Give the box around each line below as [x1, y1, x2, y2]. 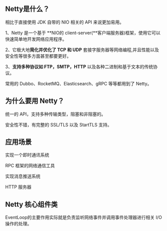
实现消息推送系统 [5, 173, 41, 179]
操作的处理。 [5, 220, 32, 227]
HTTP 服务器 [5, 184, 32, 190]
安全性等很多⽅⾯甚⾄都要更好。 [5, 53, 71, 59]
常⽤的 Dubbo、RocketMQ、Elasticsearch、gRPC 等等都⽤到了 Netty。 [5, 80, 152, 86]
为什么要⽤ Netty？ [5, 97, 64, 105]
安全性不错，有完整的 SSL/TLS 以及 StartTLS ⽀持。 [5, 122, 112, 128]
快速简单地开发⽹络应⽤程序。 [5, 36, 67, 42]
